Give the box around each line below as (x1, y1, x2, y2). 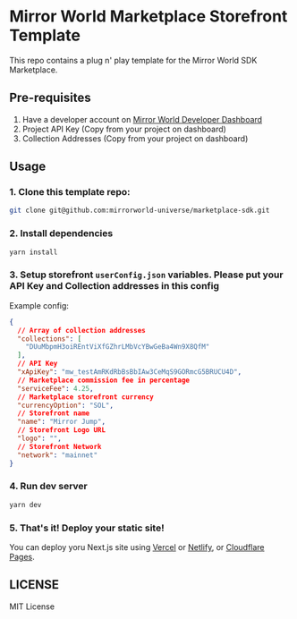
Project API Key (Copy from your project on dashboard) (21, 123, 226, 134)
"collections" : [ (17, 334, 82, 343)
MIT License (9, 601, 55, 612)
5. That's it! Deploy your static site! (9, 521, 165, 534)
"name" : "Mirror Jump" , (17, 418, 106, 427)
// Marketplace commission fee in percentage (17, 376, 191, 385)
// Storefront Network (17, 442, 102, 451)
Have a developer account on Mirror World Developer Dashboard (21, 114, 262, 124)
